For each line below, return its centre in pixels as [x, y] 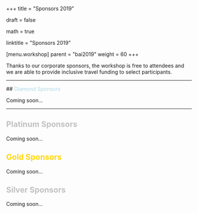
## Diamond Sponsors [33, 89]
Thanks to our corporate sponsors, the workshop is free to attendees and [95, 65]
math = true [20, 31]
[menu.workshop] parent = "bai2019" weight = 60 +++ [72, 54]
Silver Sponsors [36, 190]
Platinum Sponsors [42, 124]
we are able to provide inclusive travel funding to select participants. [89, 72]
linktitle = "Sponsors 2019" [39, 43]
